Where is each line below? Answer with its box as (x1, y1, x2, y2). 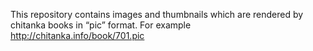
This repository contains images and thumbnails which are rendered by (10, 9, 304, 20)
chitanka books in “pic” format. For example (10, 19, 192, 31)
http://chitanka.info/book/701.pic (10, 30, 145, 41)
